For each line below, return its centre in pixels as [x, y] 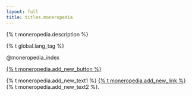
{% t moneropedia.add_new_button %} [54, 69]
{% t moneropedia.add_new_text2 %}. [53, 86]
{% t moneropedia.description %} [48, 34]
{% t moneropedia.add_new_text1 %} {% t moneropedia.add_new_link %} [96, 80]
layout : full [22, 12]
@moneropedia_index [33, 57]
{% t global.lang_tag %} [35, 46]
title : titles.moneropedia [40, 17]
